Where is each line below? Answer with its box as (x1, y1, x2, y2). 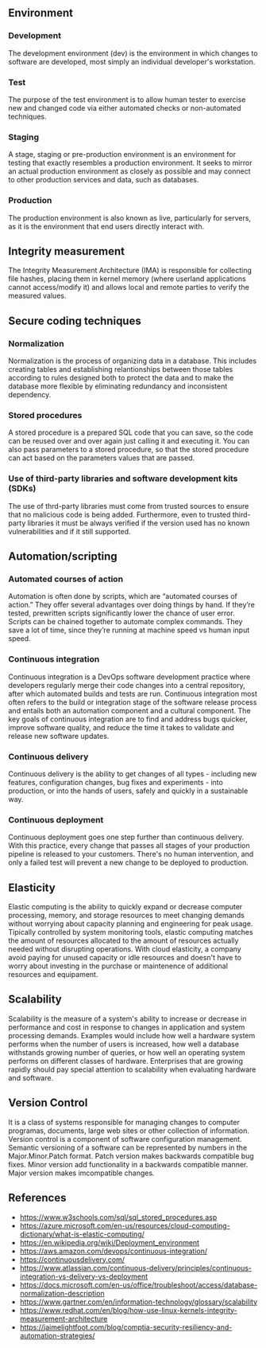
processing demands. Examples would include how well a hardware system (8, 1030, 256, 1040)
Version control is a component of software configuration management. (8, 1134, 242, 1143)
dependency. (8, 390, 52, 400)
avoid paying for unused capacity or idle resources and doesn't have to (8, 953, 242, 963)
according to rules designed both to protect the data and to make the (8, 373, 234, 383)
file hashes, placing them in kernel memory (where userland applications (8, 274, 246, 283)
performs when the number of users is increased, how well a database (8, 1039, 240, 1049)
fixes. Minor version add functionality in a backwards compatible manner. (8, 1159, 249, 1169)
